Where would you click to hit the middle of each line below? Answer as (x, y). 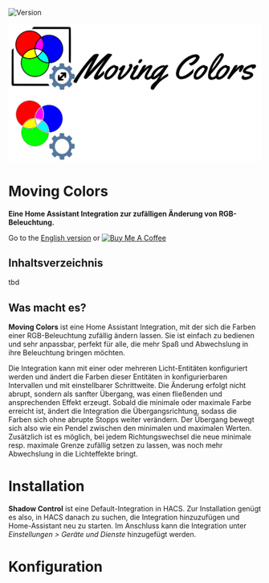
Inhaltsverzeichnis (56, 263)
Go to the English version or (54, 238)
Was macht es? (47, 307)
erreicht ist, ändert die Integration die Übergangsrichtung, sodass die (122, 411)
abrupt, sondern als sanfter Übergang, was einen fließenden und (115, 394)
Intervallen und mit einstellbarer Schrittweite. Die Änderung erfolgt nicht (127, 386)
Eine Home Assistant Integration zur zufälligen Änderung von (113, 213)
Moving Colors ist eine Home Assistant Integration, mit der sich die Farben (132, 327)
